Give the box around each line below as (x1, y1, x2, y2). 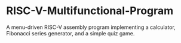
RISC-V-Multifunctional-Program (6, 4, 174, 18)
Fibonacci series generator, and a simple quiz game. (6, 29, 135, 37)
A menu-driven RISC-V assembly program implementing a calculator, (6, 24, 176, 31)
